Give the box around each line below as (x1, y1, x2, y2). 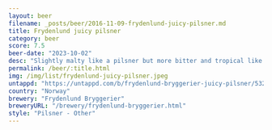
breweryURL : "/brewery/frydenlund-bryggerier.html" (8, 102, 186, 110)
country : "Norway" (8, 86, 70, 95)
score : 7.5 (8, 42, 45, 50)
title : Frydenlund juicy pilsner (8, 27, 121, 35)
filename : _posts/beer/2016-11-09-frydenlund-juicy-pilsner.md (8, 19, 227, 27)
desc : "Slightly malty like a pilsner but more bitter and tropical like (8, 57, 263, 65)
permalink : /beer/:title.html (8, 65, 111, 73)
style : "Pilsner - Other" (8, 110, 96, 118)
